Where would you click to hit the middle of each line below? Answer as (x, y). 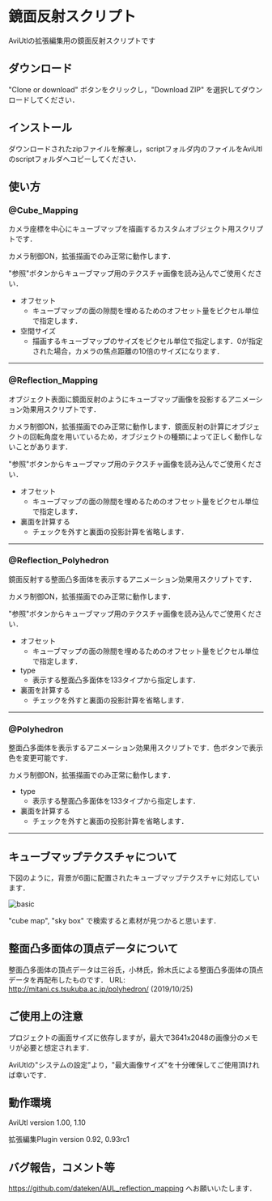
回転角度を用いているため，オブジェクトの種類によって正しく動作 (139, 436)
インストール (40, 127)
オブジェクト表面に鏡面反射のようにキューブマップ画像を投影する (118, 399)
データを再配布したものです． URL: (67, 979)
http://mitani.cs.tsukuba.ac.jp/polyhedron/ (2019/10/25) (101, 989)
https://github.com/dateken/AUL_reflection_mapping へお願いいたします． (132, 1188)
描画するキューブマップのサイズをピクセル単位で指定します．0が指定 (147, 342)
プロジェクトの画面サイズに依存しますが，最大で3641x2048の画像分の (126, 1038)
